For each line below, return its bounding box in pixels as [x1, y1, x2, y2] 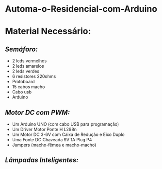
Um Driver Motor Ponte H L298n [12, 127, 77, 132]
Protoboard [12, 79, 35, 85]
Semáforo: [5, 45, 38, 53]
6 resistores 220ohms [12, 74, 56, 79]
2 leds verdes [12, 68, 40, 74]
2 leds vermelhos [12, 58, 47, 64]
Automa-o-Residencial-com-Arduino [5, 3, 158, 15]
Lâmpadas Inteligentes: [5, 156, 79, 164]
